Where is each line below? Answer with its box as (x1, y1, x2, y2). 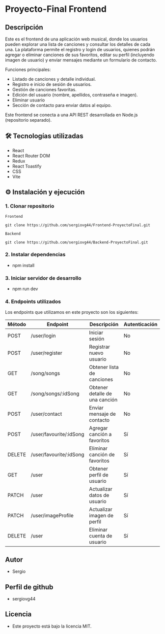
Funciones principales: (5, 67, 51, 72)
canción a (89, 431, 112, 438)
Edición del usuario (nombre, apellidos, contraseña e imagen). (12, 92, 138, 98)
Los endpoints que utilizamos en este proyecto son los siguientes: (5, 309, 138, 315)
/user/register (30, 350, 62, 357)
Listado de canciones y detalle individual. (12, 76, 96, 82)
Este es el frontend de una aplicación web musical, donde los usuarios (5, 36, 148, 42)
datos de (89, 492, 110, 499)
